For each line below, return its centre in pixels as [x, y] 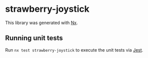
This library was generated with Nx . [41, 23]
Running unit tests [34, 38]
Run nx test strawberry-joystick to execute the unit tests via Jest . [74, 50]
